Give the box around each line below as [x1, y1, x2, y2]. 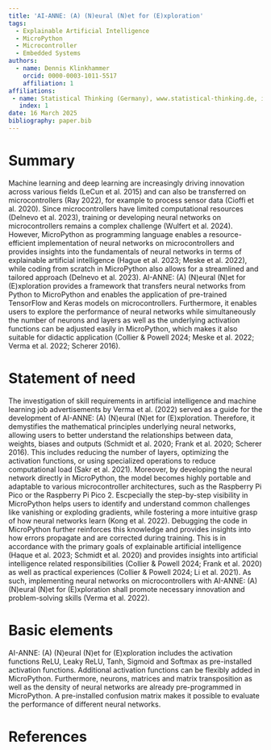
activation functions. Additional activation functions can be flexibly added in [8, 665, 261, 674]
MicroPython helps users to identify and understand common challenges [8, 498, 251, 508]
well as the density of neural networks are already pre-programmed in [8, 682, 242, 692]
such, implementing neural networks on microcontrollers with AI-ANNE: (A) [8, 576, 258, 585]
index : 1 [19, 102, 48, 110]
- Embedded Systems [15, 49, 81, 57]
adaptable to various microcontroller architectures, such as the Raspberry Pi [8, 481, 262, 491]
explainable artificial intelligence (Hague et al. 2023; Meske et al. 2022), [8, 255, 248, 265]
